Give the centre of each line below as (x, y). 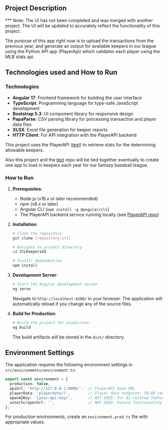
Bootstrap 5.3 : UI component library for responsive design (73, 114)
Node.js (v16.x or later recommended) (59, 198)
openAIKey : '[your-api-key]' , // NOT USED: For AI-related (79, 398)
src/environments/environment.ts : (40, 370)
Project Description (36, 8)
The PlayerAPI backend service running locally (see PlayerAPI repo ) (89, 214)
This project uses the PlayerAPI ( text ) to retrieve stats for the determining (80, 144)
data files (22, 124)
